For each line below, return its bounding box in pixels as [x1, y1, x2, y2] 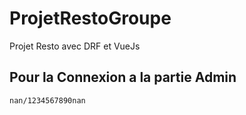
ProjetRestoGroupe [9, 7, 172, 30]
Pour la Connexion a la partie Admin [9, 69, 237, 86]
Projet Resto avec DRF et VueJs [9, 40, 141, 52]
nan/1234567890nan [9, 95, 86, 106]
